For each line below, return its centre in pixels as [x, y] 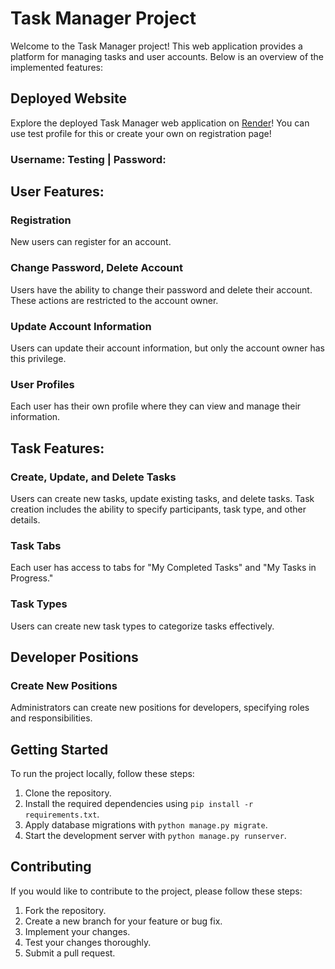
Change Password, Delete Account [96, 268]
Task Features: [57, 448]
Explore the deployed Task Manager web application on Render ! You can [160, 123]
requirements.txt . [62, 814]
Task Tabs [36, 545]
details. [25, 519]
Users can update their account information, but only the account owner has [167, 348]
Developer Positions [74, 657]
